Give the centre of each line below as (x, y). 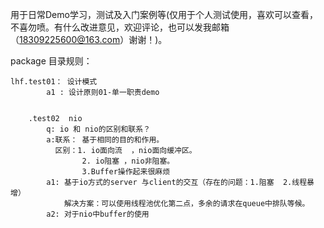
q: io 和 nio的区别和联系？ (98, 129)
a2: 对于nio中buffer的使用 (98, 214)
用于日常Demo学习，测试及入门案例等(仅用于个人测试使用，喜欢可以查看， (164, 14)
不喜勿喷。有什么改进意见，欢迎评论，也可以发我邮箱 (120, 27)
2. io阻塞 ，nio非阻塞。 (128, 161)
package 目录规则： (51, 61)
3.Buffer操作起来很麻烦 (126, 172)
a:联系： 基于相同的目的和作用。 (105, 140)
